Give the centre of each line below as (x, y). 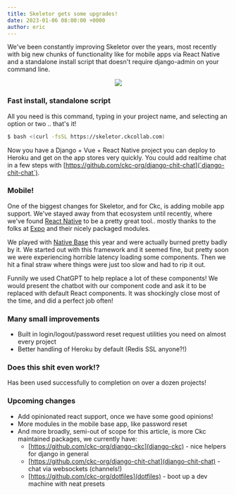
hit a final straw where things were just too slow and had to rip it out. (107, 264)
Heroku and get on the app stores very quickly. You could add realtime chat (117, 157)
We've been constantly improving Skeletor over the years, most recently (112, 47)
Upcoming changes (42, 401)
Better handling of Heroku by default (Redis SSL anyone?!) (102, 349)
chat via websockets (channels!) (75, 468)
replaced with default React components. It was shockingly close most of (114, 293)
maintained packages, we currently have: (77, 439)
